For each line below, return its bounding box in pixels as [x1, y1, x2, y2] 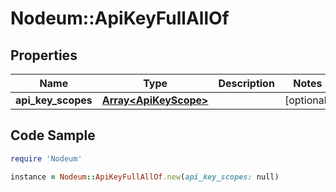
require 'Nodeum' [10, 153, 83, 164]
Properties [10, 47, 78, 64]
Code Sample [10, 127, 96, 144]
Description [218, 77, 275, 90]
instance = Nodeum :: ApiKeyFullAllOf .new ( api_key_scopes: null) [10, 172, 280, 182]
